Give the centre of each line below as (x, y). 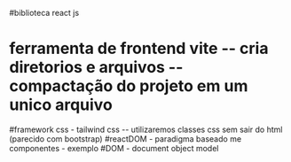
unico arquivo (61, 105)
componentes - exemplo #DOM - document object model (114, 148)
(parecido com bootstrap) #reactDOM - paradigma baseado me (126, 139)
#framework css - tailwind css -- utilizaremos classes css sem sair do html (146, 129)
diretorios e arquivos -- (96, 68)
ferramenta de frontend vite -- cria (139, 49)
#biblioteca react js (44, 13)
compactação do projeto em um (129, 86)
